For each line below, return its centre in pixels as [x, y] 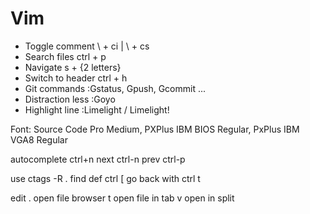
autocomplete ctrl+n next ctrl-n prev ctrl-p [98, 159]
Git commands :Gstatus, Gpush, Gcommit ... [115, 88]
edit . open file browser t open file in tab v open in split [122, 198]
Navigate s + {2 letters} [73, 67]
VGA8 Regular [39, 139]
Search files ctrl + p [65, 56]
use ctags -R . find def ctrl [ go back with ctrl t [105, 178]
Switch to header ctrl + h [76, 78]
